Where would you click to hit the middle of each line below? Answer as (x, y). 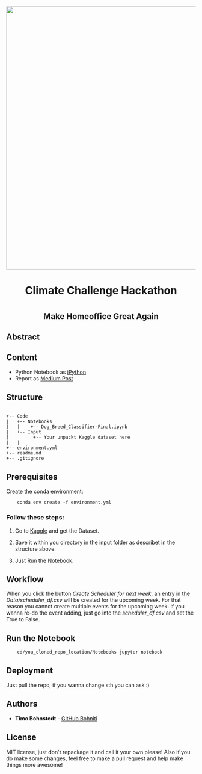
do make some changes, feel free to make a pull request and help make (95, 758)
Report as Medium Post (44, 378)
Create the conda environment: (45, 491)
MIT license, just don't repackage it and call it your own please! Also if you (98, 752)
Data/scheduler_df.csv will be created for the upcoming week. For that (94, 600)
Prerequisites (32, 477)
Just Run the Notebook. (44, 560)
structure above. (35, 549)
